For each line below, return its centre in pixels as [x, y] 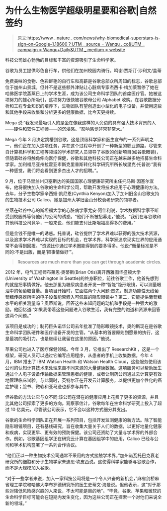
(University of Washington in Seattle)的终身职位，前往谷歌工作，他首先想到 [82, 278]
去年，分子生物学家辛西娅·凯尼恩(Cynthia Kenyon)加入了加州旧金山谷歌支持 [83, 193]
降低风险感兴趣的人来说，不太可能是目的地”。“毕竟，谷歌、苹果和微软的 [87, 491]
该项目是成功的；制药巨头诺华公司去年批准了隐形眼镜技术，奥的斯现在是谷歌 [83, 326]
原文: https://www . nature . [45, 38]
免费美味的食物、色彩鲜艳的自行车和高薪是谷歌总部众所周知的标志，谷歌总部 [83, 81]
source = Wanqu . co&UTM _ [116, 44]
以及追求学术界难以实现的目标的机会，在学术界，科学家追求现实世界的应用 [81, 239]
